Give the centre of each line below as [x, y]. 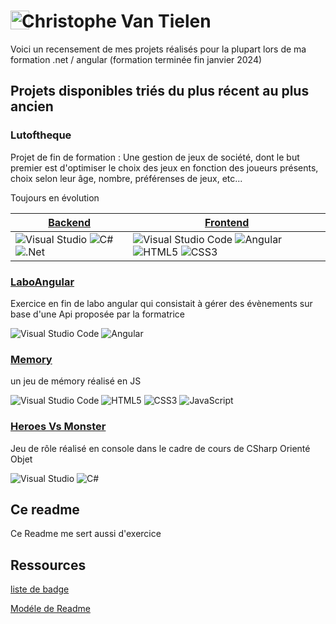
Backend [70, 222]
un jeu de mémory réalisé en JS [76, 381]
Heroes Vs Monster [58, 427]
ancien [32, 106]
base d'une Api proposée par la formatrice [97, 314]
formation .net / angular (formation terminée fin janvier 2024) [136, 59]
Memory [31, 359]
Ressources [48, 565]
